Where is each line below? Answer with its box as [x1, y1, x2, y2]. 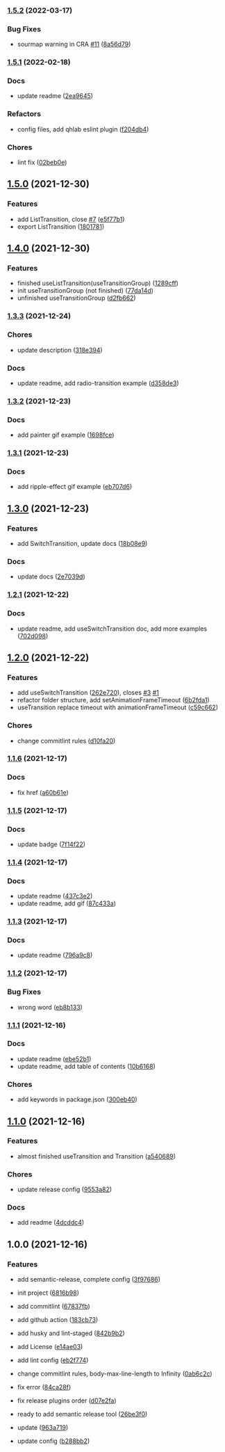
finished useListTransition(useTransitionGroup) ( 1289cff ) [17, 279, 179, 287]
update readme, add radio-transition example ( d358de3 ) [17, 378, 179, 387]
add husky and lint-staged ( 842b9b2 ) [17, 1329, 125, 1337]
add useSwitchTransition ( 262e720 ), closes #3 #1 [17, 688, 160, 697]
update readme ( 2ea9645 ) [17, 92, 94, 100]
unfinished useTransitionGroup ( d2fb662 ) [17, 294, 137, 302]
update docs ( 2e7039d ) [17, 572, 85, 581]
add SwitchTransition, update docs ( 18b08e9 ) [17, 540, 148, 548]
